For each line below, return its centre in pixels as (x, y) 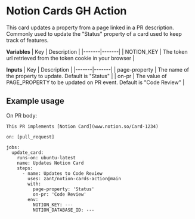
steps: (25, 168)
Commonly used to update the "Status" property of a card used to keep (94, 33)
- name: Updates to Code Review (62, 173)
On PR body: (22, 115)
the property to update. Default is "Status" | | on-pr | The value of (86, 76)
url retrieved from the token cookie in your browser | (70, 58)
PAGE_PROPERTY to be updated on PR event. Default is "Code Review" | (95, 82)
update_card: (28, 152)
